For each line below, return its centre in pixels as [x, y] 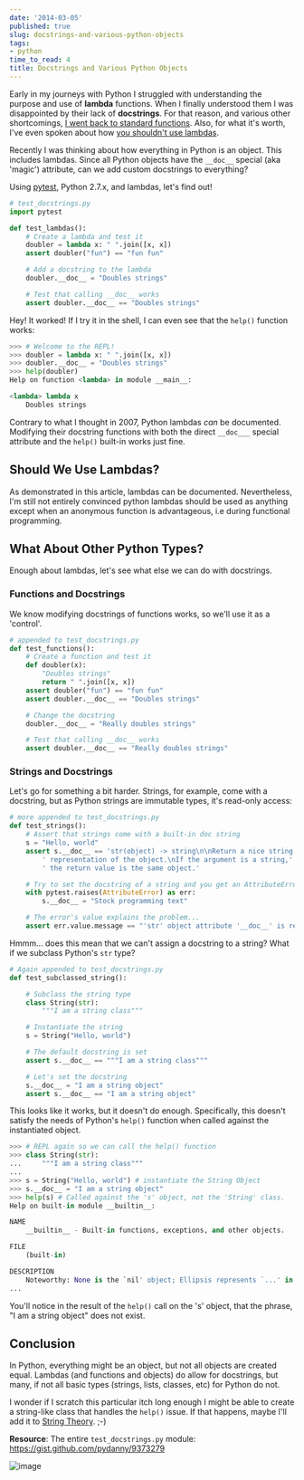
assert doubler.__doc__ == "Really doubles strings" [127, 749]
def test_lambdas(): [48, 228]
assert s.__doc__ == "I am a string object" [111, 1093]
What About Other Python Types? [107, 549]
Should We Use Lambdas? [85, 470]
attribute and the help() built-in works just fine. [97, 441]
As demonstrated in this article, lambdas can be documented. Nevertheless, [151, 492]
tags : [19, 43]
